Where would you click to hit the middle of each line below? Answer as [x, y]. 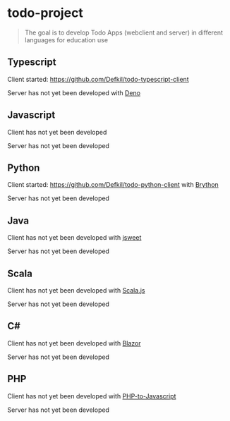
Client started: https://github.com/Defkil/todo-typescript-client [98, 79]
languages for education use [66, 39]
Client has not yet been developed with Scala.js [76, 290]
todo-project [45, 13]
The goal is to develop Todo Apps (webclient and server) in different [124, 32]
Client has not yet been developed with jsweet [74, 238]
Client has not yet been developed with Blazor [74, 343]
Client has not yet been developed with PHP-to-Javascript [92, 396]
